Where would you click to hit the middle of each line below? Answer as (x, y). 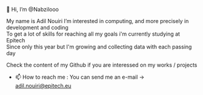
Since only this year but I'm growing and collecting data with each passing (99, 47)
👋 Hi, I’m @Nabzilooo (33, 9)
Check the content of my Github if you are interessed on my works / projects (102, 65)
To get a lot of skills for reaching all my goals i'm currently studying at (93, 34)
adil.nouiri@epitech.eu (43, 86)
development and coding (37, 28)
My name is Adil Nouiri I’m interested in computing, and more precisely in (98, 21)
